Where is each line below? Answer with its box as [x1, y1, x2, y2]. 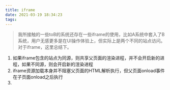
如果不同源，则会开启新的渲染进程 [21, 62, 93, 68]
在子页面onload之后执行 [12, 74, 63, 80]
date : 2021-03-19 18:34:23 [5, 12, 63, 17]
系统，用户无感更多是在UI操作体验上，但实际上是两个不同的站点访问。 [17, 38, 165, 44]
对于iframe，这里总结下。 [17, 44, 72, 50]
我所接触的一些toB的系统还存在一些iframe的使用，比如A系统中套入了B [17, 32, 165, 38]
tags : [5, 17, 17, 22]
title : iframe [5, 7, 36, 13]
